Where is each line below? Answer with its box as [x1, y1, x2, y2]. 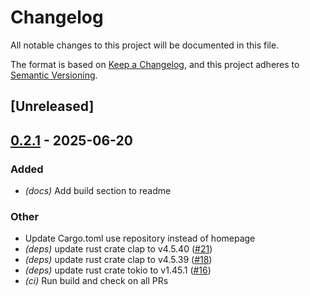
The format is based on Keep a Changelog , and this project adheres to [10, 58, 300, 70]
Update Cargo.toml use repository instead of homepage [24, 232, 256, 245]
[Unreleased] [10, 98, 95, 115]
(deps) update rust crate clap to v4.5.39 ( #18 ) [24, 254, 213, 266]
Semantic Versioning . [10, 69, 98, 81]
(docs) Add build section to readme [24, 185, 172, 197]
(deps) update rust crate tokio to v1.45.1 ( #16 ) [24, 264, 212, 276]
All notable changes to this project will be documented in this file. [10, 39, 280, 51]
